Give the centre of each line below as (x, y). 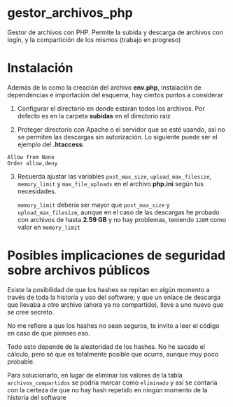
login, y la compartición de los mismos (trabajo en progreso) (94, 39)
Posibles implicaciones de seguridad (116, 255)
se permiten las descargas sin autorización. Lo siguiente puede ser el (118, 137)
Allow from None (31, 157)
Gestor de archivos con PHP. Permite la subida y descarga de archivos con (115, 32)
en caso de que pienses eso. (49, 333)
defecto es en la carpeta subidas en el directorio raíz (94, 116)
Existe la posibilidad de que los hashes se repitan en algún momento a (108, 289)
